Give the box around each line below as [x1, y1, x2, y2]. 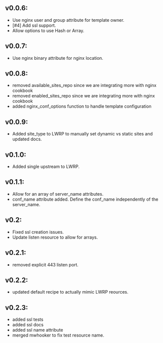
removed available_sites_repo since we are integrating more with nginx [12, 83, 157, 88]
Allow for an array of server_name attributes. [12, 191, 104, 197]
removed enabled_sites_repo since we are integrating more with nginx [12, 93, 155, 99]
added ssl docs [12, 322, 43, 328]
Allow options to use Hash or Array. [12, 27, 85, 34]
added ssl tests [12, 316, 43, 323]
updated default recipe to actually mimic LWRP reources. [12, 289, 128, 295]
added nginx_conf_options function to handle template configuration [12, 103, 152, 109]
